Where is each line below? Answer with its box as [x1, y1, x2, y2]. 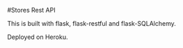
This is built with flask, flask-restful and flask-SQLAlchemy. [7, 19, 176, 27]
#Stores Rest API [7, 6, 56, 14]
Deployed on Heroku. [7, 33, 68, 41]
